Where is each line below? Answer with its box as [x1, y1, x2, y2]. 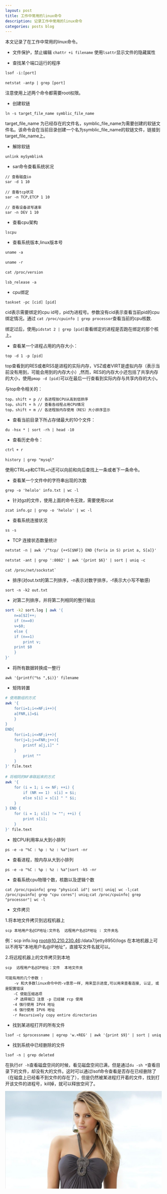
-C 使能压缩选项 [13, 991, 43, 996]
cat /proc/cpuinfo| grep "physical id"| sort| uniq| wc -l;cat [5, 887, 139, 892]
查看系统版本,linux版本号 [12, 240, 63, 246]
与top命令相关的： [5, 386, 43, 392]
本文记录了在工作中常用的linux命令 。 [5, 39, 81, 45]
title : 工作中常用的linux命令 [5, 13, 62, 18]
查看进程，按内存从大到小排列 [12, 857, 74, 863]
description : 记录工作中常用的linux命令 [5, 18, 83, 23]
